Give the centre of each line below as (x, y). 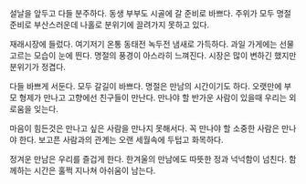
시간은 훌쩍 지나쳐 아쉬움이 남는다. (95, 170)
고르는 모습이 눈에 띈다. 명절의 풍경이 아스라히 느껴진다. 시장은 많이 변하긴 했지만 (153, 56)
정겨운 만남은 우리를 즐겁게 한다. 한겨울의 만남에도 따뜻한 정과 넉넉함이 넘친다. (148, 159)
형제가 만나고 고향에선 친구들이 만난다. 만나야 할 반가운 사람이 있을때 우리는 (153, 97)
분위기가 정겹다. (38, 67)
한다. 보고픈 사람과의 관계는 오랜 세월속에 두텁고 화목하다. (121, 140)
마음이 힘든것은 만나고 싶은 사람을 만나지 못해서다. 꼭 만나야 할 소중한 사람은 (145, 128)
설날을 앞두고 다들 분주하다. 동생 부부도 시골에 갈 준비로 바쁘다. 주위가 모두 (142, 13)
